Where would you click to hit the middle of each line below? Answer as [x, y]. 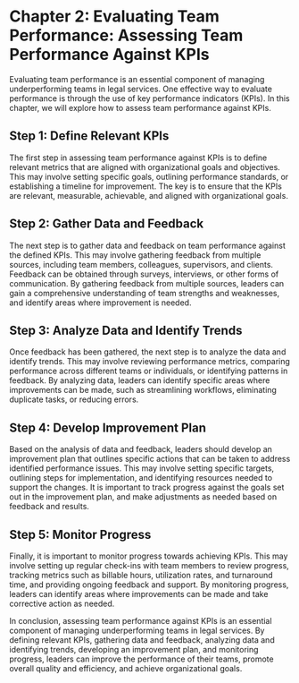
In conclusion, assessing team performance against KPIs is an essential [141, 621]
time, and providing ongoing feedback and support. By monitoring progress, [149, 585]
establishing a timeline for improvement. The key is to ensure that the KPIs [146, 186]
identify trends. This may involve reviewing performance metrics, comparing [149, 362]
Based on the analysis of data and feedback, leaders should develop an [141, 449]
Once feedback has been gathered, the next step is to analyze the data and [148, 352]
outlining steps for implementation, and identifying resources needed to [141, 478]
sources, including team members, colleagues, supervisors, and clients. [141, 264]
